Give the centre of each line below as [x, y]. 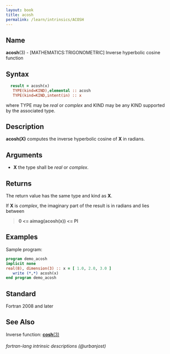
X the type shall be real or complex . [51, 167]
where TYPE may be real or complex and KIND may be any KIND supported [86, 105]
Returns [19, 183]
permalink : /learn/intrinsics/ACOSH [45, 19]
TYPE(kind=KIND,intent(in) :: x [47, 95]
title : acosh [20, 15]
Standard [21, 294]
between [15, 211]
